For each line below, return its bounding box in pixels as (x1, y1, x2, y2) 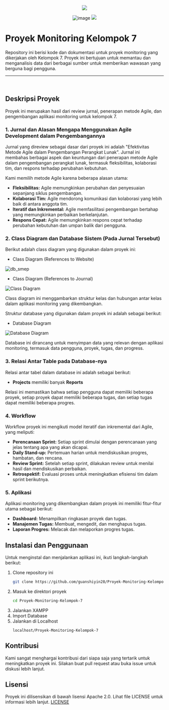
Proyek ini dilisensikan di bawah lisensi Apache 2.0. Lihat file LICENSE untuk (5, 694, 163, 700)
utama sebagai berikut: (5, 506, 53, 512)
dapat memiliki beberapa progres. (5, 399, 75, 405)
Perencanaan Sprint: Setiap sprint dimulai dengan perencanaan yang (12, 439, 157, 445)
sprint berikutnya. (12, 476, 49, 482)
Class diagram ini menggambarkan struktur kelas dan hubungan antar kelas (5, 295, 162, 301)
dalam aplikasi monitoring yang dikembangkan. (5, 300, 103, 307)
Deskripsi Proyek (5, 94, 60, 103)
